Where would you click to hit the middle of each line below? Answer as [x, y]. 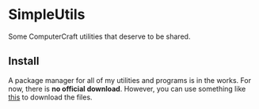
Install [24, 61]
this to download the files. [50, 97]
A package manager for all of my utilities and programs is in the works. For [130, 80]
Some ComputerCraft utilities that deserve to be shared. [99, 36]
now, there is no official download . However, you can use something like [127, 88]
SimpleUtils [47, 15]
